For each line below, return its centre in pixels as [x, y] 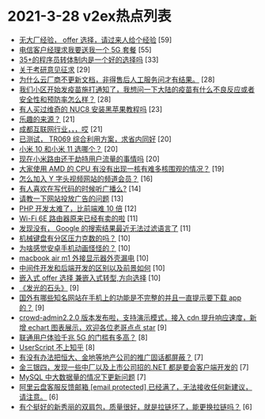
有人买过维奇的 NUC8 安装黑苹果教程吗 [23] [91, 109]
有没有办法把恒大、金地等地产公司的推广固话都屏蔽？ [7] [111, 357]
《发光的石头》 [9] [49, 287]
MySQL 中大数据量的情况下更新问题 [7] [82, 377]
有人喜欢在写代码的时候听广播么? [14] [80, 188]
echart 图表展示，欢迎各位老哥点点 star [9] [97, 327]
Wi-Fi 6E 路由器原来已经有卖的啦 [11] [78, 218]
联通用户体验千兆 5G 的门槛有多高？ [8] [83, 337]
